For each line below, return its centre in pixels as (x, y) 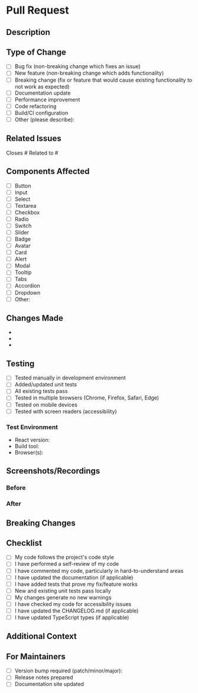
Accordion (27, 286)
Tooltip (23, 272)
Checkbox (27, 212)
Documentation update (43, 93)
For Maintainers (36, 657)
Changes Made (35, 318)
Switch (23, 225)
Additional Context (41, 636)
